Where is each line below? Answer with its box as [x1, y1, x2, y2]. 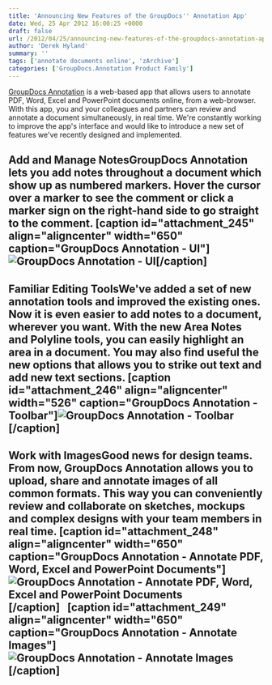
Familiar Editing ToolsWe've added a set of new [8, 282, 252, 296]
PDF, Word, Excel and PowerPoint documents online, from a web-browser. [8, 95, 257, 105]
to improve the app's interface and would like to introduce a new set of [8, 121, 244, 130]
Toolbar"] [8, 408, 58, 422]
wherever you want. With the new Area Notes [8, 320, 243, 334]
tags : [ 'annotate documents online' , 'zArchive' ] [8, 57, 180, 66]
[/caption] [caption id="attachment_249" [8, 600, 227, 614]
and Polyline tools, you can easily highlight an [8, 333, 244, 347]
